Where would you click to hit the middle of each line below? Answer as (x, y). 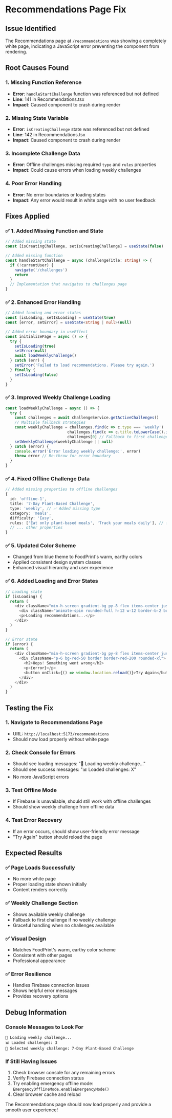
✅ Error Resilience (28, 974)
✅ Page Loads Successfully (40, 868)
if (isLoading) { (24, 597)
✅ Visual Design (26, 939)
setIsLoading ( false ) (36, 375)
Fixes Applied (28, 216)
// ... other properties (36, 528)
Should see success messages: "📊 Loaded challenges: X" (74, 769)
